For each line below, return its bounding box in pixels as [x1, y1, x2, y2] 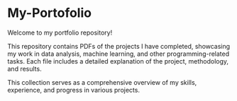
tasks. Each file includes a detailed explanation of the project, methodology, [7, 57, 229, 65]
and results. [7, 64, 42, 73]
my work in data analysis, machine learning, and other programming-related [7, 49, 230, 58]
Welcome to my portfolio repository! [7, 28, 113, 37]
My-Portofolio [7, 5, 92, 21]
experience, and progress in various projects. [7, 85, 140, 94]
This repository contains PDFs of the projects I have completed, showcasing [7, 42, 231, 50]
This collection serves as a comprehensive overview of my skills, [7, 78, 197, 86]
